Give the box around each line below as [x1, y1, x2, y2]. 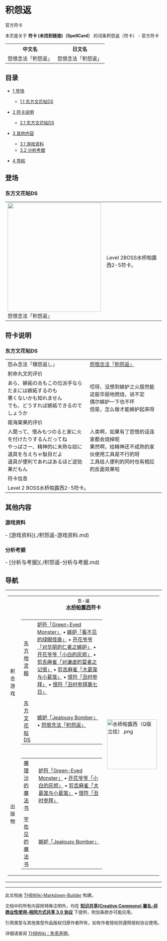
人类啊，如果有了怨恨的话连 [89, 428, 155, 435]
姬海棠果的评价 [7, 419, 43, 426]
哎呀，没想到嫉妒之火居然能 [89, 383, 155, 390]
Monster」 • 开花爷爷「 [38, 774, 93, 781]
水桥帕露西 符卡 [66, 604, 101, 611]
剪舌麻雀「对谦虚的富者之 [37, 658, 97, 665]
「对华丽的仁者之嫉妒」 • [37, 643, 96, 650]
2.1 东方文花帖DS [19, 119, 55, 125]
